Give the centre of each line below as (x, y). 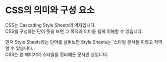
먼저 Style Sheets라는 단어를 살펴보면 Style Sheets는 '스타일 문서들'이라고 (79, 42)
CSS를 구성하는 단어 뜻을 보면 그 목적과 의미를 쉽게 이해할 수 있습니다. (74, 31)
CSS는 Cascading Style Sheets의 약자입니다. (51, 25)
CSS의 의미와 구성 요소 (50, 10)
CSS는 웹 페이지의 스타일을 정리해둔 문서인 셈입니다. (57, 54)
